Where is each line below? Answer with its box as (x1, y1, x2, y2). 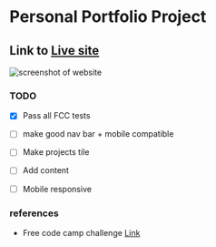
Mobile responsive (22, 183, 93, 194)
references (9, 207, 59, 220)
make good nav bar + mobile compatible (22, 129, 174, 139)
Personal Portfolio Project (9, 6, 207, 27)
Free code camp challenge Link (22, 227, 141, 238)
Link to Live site (9, 43, 100, 58)
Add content (22, 165, 70, 176)
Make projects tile (22, 147, 90, 158)
